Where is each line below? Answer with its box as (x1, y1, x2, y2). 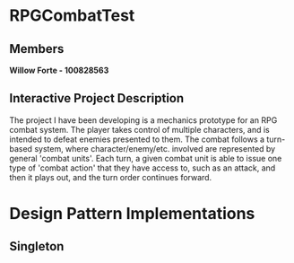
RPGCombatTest (9, 5, 135, 26)
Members (9, 41, 65, 57)
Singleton (9, 239, 65, 254)
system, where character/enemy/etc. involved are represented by (34, 143, 276, 153)
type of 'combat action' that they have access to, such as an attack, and (9, 162, 276, 173)
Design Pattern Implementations (9, 204, 255, 224)
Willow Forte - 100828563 (9, 65, 109, 75)
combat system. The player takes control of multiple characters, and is (9, 124, 271, 135)
